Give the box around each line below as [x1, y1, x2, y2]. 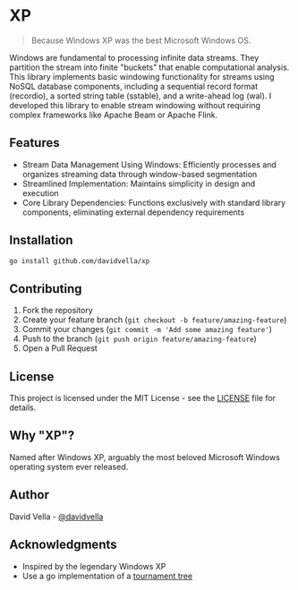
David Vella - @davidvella [9, 511, 104, 522]
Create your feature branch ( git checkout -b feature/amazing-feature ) [21, 314, 287, 325]
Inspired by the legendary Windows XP [21, 560, 166, 571]
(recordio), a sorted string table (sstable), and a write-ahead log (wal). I [9, 90, 272, 101]
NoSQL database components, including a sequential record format [9, 81, 259, 91]
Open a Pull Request [21, 343, 98, 354]
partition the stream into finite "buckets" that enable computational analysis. [9, 62, 290, 73]
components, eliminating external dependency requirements [21, 207, 245, 218]
